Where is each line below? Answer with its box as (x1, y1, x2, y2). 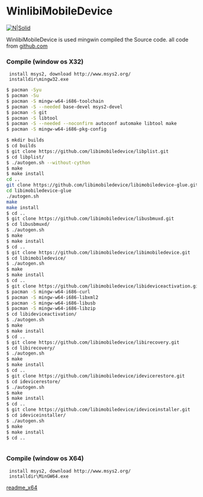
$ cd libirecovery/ (6, 345, 56, 351)
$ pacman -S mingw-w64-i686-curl (6, 289, 91, 295)
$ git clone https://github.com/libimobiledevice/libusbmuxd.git (6, 216, 174, 222)
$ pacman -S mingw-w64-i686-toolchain (6, 98, 104, 104)
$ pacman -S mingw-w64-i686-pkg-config (6, 126, 107, 132)
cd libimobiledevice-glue (6, 188, 71, 194)
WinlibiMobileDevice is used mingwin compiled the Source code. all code (6, 36, 188, 43)
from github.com (6, 42, 48, 50)
